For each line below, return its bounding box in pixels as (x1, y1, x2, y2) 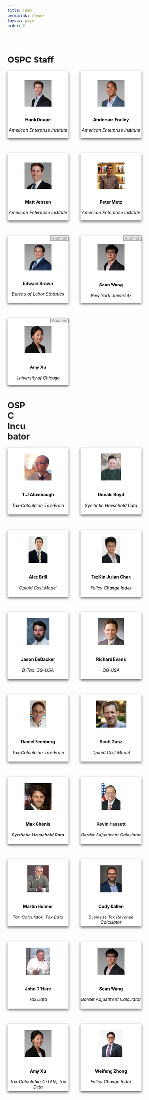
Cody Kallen (98, 903, 124, 909)
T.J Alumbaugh (21, 491, 55, 497)
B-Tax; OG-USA (22, 667, 54, 673)
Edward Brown (22, 280, 54, 286)
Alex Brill (28, 574, 48, 580)
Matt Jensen (25, 199, 51, 204)
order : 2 (7, 23, 25, 28)
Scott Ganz (99, 738, 123, 744)
